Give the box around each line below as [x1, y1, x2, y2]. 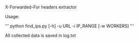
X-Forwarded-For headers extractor [5, 4, 77, 10]
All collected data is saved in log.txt [5, 33, 76, 38]
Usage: [5, 14, 19, 19]
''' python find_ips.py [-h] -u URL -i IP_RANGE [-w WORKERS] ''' [5, 23, 135, 29]
